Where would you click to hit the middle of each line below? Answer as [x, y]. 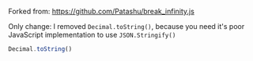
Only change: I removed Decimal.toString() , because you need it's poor [126, 26]
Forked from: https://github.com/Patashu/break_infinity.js [102, 11]
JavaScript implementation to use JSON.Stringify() [92, 35]
